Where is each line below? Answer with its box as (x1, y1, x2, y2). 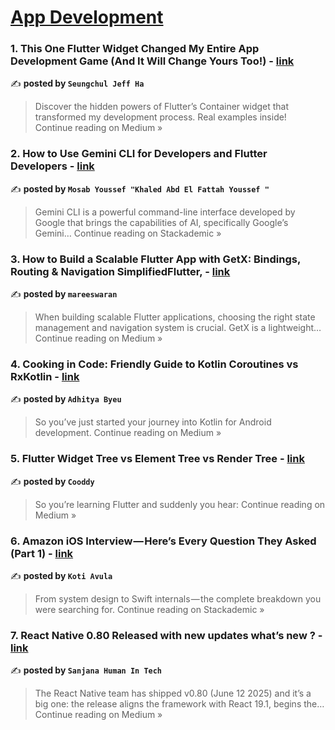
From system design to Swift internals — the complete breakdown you (34, 592, 322, 605)
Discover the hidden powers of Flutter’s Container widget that (34, 101, 290, 113)
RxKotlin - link (10, 370, 80, 383)
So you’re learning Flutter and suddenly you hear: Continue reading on (34, 498, 326, 510)
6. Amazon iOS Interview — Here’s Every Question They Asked (10, 534, 317, 548)
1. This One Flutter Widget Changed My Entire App (10, 42, 260, 56)
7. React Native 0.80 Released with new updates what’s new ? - (10, 628, 323, 642)
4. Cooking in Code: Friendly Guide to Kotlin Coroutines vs (10, 357, 299, 371)
